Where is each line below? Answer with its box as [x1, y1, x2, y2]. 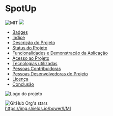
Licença [12, 76, 28, 82]
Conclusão [12, 81, 34, 87]
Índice [12, 34, 25, 40]
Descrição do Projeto [12, 40, 56, 46]
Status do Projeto [12, 45, 48, 50]
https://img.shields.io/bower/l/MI [5, 105, 71, 111]
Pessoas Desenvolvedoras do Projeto [12, 70, 88, 76]
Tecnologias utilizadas [12, 60, 57, 66]
